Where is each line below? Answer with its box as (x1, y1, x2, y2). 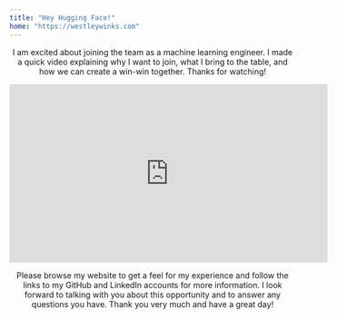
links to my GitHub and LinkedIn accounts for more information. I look (23, 279, 282, 290)
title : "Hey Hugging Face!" (9, 13, 116, 23)
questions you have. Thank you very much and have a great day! (31, 298, 274, 309)
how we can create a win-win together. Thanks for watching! (39, 65, 266, 77)
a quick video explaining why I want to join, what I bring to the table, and (17, 56, 288, 67)
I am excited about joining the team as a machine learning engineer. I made (12, 46, 293, 57)
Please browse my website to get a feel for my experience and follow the (16, 269, 289, 281)
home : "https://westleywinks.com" (9, 22, 141, 31)
